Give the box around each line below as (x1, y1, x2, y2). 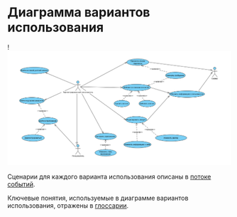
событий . (7, 180, 35, 189)
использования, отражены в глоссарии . (7, 201, 129, 210)
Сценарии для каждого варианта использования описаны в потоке (7, 172, 211, 181)
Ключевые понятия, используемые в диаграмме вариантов (7, 194, 189, 203)
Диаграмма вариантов (7, 4, 150, 21)
